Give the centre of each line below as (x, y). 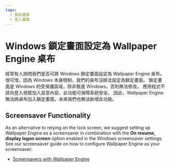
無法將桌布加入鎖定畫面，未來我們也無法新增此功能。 (61, 99)
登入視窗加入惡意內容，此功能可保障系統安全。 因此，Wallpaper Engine (89, 93)
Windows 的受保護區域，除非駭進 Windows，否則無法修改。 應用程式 (88, 86)
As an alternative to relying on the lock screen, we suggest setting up (78, 128)
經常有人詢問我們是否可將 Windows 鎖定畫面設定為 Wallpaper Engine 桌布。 (85, 74)
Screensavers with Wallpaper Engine (51, 159)
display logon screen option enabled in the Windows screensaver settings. (84, 139)
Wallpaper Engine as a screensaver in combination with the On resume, (80, 133)
